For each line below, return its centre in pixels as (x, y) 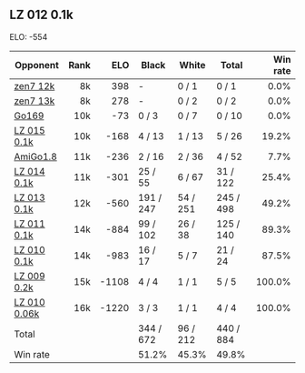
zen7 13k (34, 101)
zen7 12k (34, 86)
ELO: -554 (29, 36)
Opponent (37, 65)
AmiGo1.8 (35, 156)
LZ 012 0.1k (42, 15)
